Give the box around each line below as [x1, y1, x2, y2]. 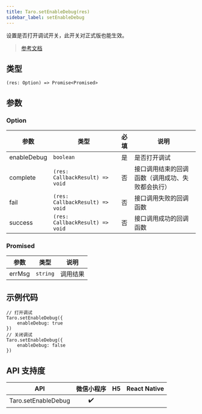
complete [9, 174, 36, 181]
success [9, 219, 33, 227]
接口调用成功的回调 [134, 215, 189, 222]
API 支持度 [6, 365, 46, 376]
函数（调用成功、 [134, 174, 183, 182]
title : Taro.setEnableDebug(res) [6, 8, 90, 15]
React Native [126, 384, 164, 392]
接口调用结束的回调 [134, 165, 189, 173]
